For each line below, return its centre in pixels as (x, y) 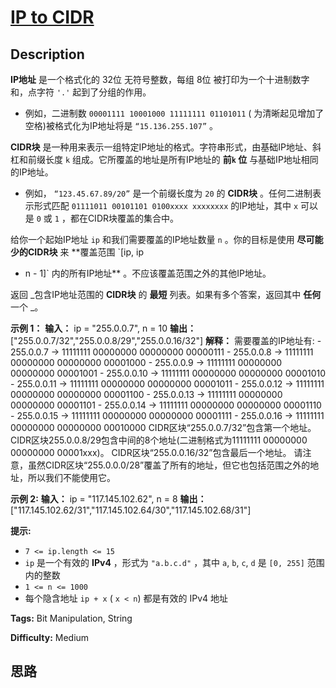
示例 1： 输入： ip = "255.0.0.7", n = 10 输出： (103, 328)
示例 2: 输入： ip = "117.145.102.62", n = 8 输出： (108, 499)
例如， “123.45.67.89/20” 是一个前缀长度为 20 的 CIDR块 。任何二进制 (168, 193)
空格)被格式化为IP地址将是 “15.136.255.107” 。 (121, 125)
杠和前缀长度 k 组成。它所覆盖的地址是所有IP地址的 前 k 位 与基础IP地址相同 (164, 159)
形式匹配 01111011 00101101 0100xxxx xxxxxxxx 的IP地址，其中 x (166, 205)
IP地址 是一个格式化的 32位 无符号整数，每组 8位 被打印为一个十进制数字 (160, 79)
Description (47, 54)
